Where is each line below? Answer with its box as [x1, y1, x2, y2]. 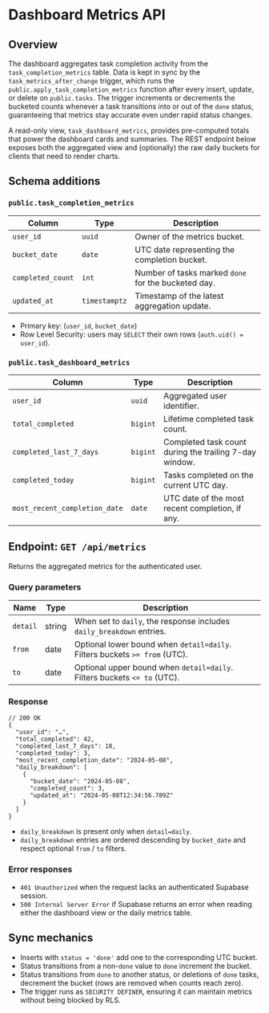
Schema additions [8, 174, 101, 188]
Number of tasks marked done [134, 267, 247, 278]
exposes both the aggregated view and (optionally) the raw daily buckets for [8, 143, 260, 152]
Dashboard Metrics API [8, 6, 166, 24]
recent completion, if [163, 502, 242, 513]
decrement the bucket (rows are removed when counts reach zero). [19, 978, 244, 987]
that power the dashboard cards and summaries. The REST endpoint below [8, 134, 256, 144]
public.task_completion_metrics [8, 198, 134, 208]
